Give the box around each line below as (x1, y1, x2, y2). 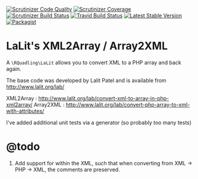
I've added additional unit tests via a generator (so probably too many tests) (6, 119, 192, 126)
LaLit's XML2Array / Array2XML (6, 39, 168, 53)
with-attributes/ (6, 107, 45, 115)
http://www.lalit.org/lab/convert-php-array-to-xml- (65, 101, 190, 108)
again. (6, 65, 22, 72)
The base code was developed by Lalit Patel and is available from (6, 76, 166, 84)
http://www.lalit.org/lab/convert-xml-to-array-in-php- (38, 94, 169, 101)
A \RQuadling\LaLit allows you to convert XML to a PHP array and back (6, 58, 181, 66)
